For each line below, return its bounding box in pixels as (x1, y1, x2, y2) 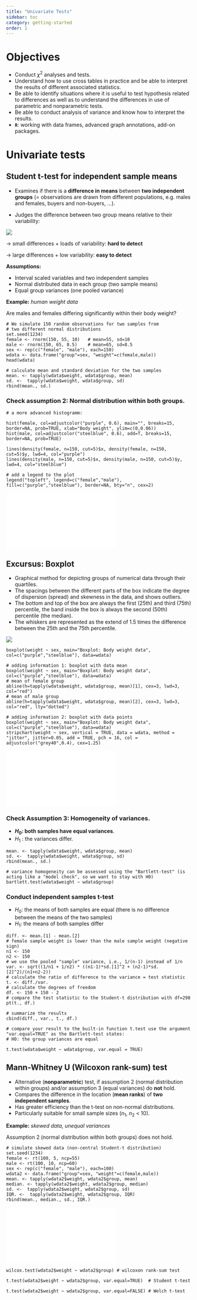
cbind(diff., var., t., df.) (6, 1016, 78, 1021)
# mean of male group (6, 693, 59, 699)
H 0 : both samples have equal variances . (14, 827, 115, 836)
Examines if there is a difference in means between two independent (14, 187, 185, 194)
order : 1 (6, 25, 28, 31)
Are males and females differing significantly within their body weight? (6, 309, 176, 316)
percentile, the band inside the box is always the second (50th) (14, 605, 168, 613)
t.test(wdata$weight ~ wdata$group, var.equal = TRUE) (6, 1046, 143, 1052)
